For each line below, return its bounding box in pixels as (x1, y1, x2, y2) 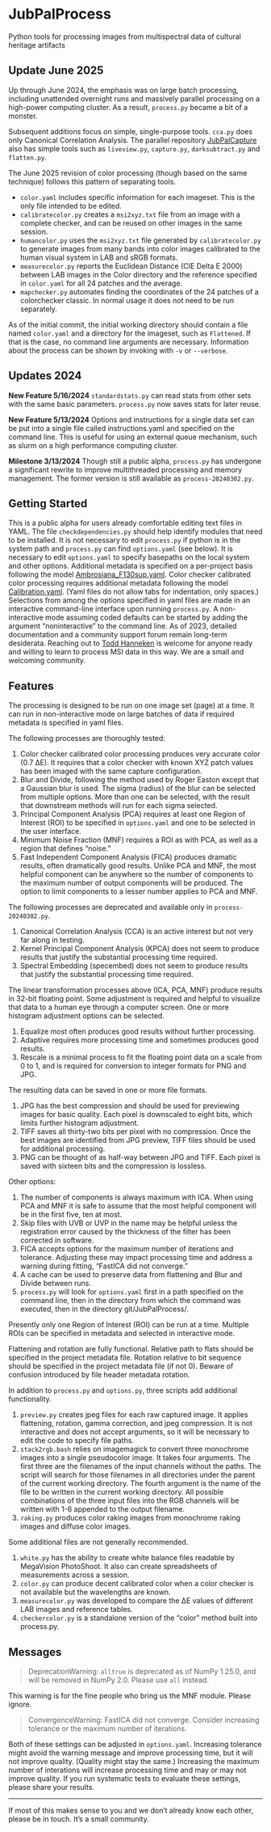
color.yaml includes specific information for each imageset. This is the (19, 192, 256, 202)
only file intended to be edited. (19, 201, 123, 210)
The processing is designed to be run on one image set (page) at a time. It (8, 700, 255, 710)
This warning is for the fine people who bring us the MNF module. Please (8, 1691, 252, 1700)
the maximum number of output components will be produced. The (19, 878, 244, 888)
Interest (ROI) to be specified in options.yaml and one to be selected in (19, 818, 256, 827)
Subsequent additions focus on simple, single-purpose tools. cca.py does (8, 126, 252, 136)
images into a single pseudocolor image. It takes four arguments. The (19, 1453, 251, 1462)
